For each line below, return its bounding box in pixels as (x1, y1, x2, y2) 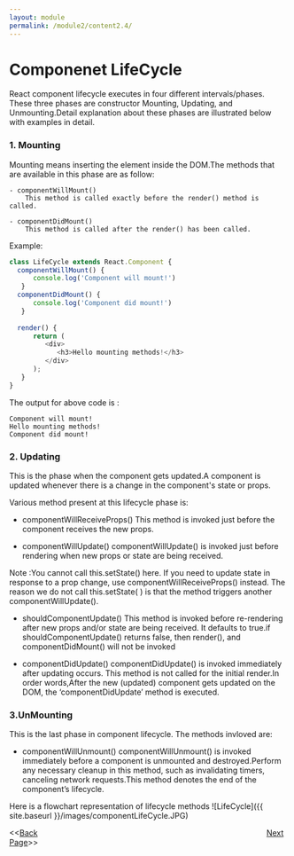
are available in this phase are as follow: (9, 169, 155, 179)
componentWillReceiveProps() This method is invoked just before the (21, 514, 275, 525)
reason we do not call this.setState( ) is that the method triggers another (9, 586, 273, 597)
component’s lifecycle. (21, 784, 104, 795)
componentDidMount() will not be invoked (21, 641, 176, 652)
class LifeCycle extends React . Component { (9, 257, 173, 266)
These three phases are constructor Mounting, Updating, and (9, 98, 233, 109)
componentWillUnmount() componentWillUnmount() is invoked (21, 746, 251, 757)
